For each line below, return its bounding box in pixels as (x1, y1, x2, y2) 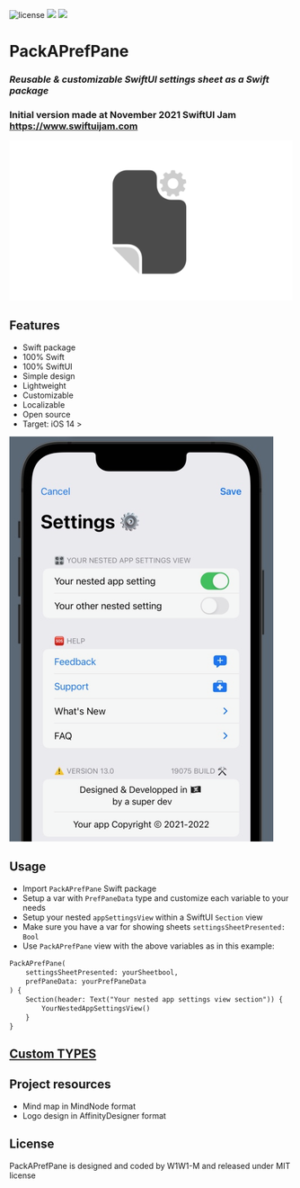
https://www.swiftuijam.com (9, 120, 138, 132)
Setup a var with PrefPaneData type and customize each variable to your (22, 892, 289, 904)
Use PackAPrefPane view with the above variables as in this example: (22, 940, 276, 951)
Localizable (22, 399, 66, 409)
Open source (22, 409, 71, 419)
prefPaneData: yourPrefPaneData (25, 976, 146, 985)
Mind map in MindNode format (22, 1101, 137, 1111)
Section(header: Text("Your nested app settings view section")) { (25, 994, 283, 1003)
